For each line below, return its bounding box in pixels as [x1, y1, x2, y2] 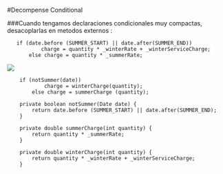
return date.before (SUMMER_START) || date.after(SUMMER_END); [32, 107, 217, 113]
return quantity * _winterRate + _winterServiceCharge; [32, 155, 195, 162]
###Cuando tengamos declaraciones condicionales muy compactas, [7, 19, 203, 27]
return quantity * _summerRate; [32, 131, 125, 138]
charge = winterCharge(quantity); [43, 83, 143, 89]
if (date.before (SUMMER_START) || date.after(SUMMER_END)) [16, 40, 193, 47]
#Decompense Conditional [7, 6, 83, 14]
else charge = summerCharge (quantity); [32, 89, 149, 96]
